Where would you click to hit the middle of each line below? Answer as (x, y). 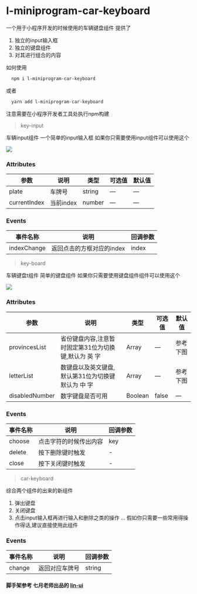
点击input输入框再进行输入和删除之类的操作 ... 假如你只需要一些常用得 (99, 518)
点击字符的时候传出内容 (71, 441)
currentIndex (27, 202)
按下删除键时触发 (62, 452)
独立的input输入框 (36, 40)
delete (18, 452)
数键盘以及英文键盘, (88, 367)
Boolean (138, 395)
